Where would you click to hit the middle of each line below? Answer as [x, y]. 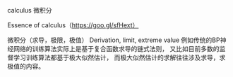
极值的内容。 [26, 66]
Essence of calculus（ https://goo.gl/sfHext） [73, 25]
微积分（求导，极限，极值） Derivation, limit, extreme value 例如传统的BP [114, 40]
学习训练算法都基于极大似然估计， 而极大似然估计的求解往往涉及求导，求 [119, 57]
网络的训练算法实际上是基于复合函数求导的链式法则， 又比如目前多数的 [116, 49]
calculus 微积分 [30, 10]
